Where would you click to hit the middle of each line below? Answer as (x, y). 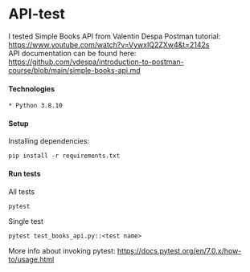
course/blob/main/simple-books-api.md (74, 70)
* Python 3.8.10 (35, 106)
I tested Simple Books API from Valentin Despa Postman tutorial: (115, 36)
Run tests (25, 173)
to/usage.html (31, 259)
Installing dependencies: (49, 141)
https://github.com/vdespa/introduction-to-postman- (96, 62)
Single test (26, 221)
